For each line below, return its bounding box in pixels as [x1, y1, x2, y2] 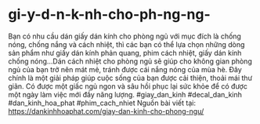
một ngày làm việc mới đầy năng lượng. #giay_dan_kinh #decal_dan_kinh [8, 89, 243, 99]
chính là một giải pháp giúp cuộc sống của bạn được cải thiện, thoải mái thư [8, 73, 253, 82]
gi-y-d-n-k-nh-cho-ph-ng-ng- [8, 5, 211, 24]
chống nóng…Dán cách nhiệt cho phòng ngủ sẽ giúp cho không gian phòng [8, 57, 252, 66]
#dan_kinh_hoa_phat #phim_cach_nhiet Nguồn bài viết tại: [8, 98, 196, 108]
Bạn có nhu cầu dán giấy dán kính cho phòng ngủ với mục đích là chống [8, 31, 241, 41]
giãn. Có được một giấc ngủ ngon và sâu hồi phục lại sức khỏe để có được [8, 81, 248, 91]
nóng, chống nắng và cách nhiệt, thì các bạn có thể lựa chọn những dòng [8, 39, 245, 49]
